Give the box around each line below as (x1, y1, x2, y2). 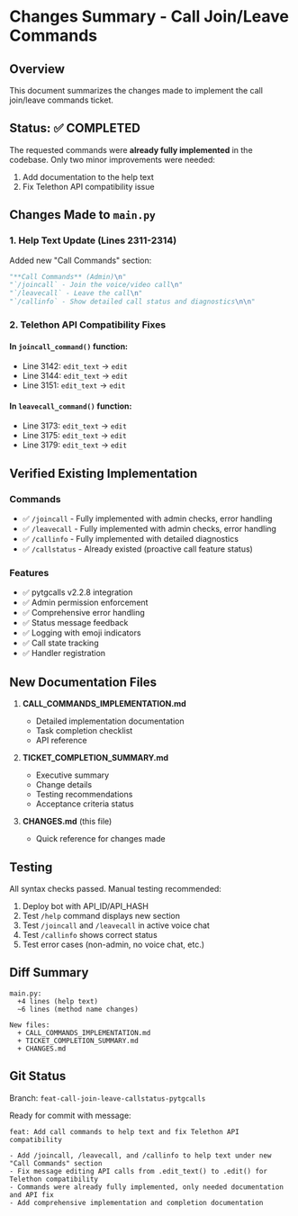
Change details (35, 779, 93, 790)
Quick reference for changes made (35, 833, 167, 844)
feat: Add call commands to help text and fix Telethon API (9, 1127, 240, 1136)
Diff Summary (9, 965, 89, 980)
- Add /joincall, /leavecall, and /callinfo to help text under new (9, 1150, 272, 1160)
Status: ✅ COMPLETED (9, 121, 141, 136)
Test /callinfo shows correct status (22, 929, 158, 940)
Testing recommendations (35, 789, 133, 800)
